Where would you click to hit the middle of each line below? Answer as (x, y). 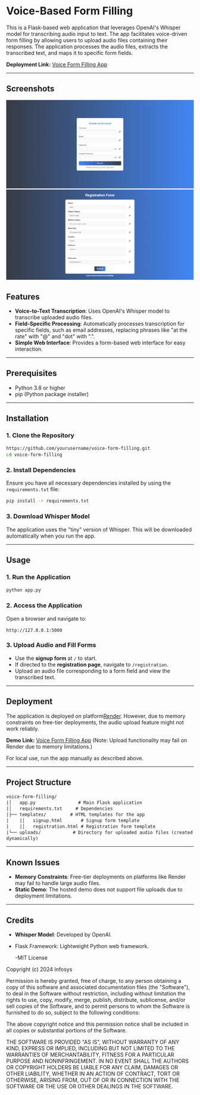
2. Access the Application (44, 606)
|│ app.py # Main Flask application (74, 803)
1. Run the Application (38, 577)
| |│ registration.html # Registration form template (81, 827)
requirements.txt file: (33, 489)
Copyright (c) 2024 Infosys (39, 969)
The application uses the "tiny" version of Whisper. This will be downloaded (99, 529)
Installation (27, 419)
